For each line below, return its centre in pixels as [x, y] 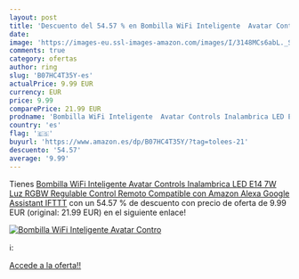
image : [21, 42]
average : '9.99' [39, 158]
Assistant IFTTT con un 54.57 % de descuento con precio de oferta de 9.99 [148, 202]
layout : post [33, 17]
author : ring [33, 68]
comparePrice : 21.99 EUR [55, 109]
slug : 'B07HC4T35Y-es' [51, 76]
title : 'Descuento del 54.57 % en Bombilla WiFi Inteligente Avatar [141, 26]
